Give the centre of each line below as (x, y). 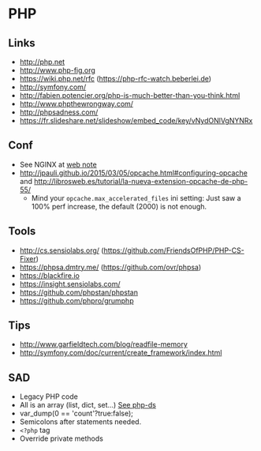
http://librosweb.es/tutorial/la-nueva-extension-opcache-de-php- (141, 181)
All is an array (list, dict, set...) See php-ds (88, 405)
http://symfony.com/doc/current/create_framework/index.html (121, 353)
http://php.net (42, 62)
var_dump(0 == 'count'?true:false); (76, 413)
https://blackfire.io (50, 275)
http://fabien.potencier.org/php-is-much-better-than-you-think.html (130, 95)
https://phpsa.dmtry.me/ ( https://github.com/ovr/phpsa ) (110, 267)
